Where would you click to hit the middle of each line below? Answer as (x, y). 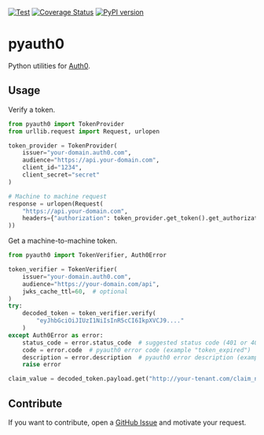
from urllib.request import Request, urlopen (84, 131)
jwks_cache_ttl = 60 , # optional (75, 292)
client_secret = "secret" (61, 175)
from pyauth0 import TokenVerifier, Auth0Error (88, 255)
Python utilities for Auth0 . (49, 65)
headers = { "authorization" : (66, 218)
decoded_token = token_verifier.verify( (89, 314)
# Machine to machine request (58, 196)
